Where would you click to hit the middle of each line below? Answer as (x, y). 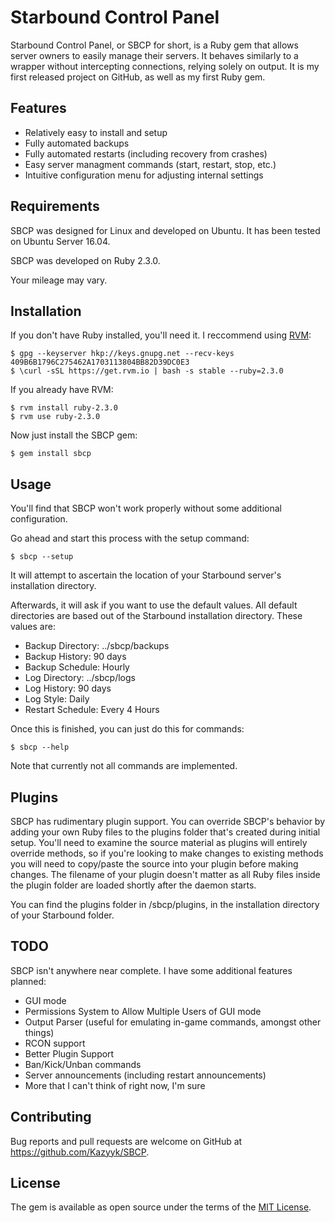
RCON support (55, 1043)
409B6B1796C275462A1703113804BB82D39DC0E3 (100, 362)
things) (39, 1032)
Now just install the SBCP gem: (74, 435)
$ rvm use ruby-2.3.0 (55, 417)
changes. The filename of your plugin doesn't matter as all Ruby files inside (165, 874)
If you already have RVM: (62, 390)
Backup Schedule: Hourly (77, 667)
